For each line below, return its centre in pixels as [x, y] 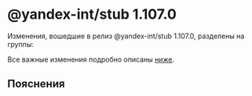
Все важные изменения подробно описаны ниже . [91, 59]
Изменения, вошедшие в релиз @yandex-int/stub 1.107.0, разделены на [126, 36]
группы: [21, 44]
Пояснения [36, 84]
